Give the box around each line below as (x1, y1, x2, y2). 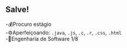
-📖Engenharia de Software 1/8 (5, 35, 79, 42)
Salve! (5, 5, 29, 15)
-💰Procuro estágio (5, 20, 52, 28)
